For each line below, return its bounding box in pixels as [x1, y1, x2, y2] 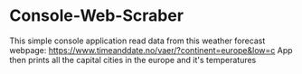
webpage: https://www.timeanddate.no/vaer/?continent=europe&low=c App [9, 44, 293, 55]
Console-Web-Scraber [9, 5, 184, 26]
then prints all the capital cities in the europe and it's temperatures [9, 54, 257, 65]
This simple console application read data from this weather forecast [9, 35, 266, 46]
